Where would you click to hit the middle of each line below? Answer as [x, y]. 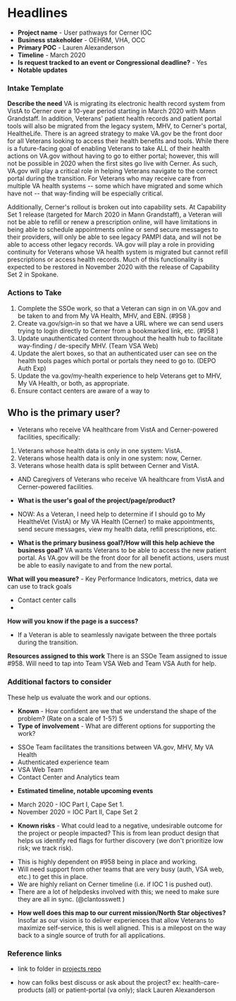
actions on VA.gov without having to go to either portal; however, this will [113, 156]
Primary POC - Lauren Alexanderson [71, 47]
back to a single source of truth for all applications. [91, 935]
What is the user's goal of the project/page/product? [97, 500]
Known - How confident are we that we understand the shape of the [117, 711]
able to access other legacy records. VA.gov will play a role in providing [111, 245]
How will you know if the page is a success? [73, 621]
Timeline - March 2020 [51, 55]
